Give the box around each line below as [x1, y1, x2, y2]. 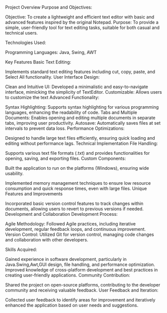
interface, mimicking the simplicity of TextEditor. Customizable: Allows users [5, 89, 162, 95]
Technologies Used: [5, 40, 46, 46]
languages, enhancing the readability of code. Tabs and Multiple [5, 110, 138, 115]
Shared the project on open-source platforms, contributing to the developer [5, 282, 161, 287]
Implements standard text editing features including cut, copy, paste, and [5, 69, 156, 75]
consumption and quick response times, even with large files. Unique [5, 185, 147, 191]
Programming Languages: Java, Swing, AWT [5, 50, 97, 55]
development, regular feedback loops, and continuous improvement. [5, 226, 146, 232]
